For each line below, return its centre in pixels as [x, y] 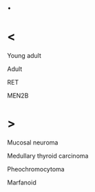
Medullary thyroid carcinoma [48, 156]
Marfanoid [22, 182]
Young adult [24, 56]
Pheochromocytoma [36, 169]
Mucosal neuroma [33, 142]
